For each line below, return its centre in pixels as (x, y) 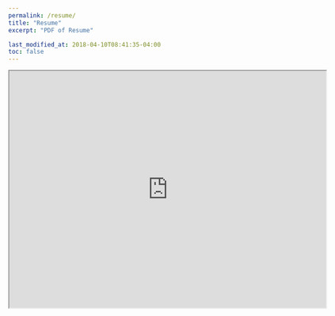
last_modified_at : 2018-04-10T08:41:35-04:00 (84, 44)
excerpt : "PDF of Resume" (51, 30)
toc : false (26, 52)
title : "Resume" (35, 23)
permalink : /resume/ (42, 15)
